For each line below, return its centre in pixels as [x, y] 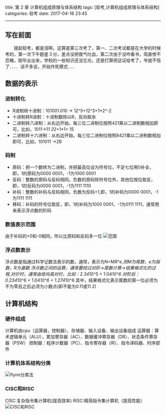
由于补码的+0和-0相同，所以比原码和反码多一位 [54, 236]
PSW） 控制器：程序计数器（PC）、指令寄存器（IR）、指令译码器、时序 [85, 343]
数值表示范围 [21, 224]
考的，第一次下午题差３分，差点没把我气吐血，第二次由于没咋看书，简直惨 [81, 54]
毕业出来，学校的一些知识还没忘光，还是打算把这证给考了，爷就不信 [91, 60]
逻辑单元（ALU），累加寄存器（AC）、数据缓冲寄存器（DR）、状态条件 [79, 337]
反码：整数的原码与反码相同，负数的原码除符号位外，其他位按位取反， [84, 179]
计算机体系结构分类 [28, 363]
